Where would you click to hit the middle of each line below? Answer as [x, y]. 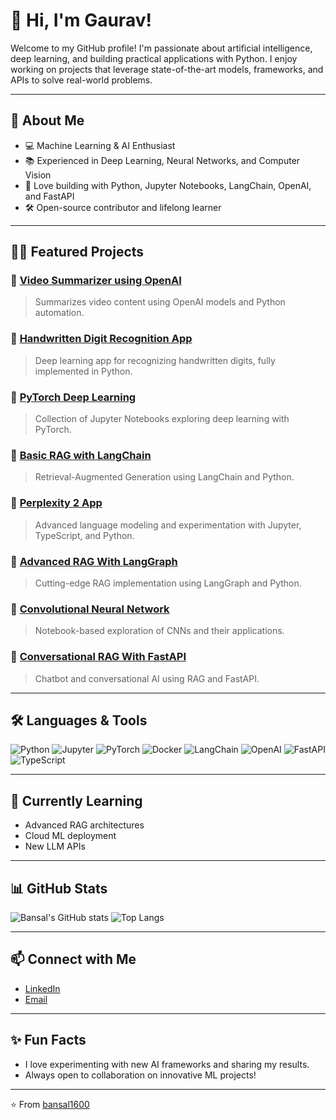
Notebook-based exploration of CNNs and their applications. [159, 631]
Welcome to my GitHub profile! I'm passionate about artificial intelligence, [161, 48]
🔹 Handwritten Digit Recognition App [101, 339]
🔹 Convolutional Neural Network [90, 609]
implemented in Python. [83, 371]
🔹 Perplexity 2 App [56, 503]
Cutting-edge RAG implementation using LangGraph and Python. [168, 583]
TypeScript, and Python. [84, 535]
